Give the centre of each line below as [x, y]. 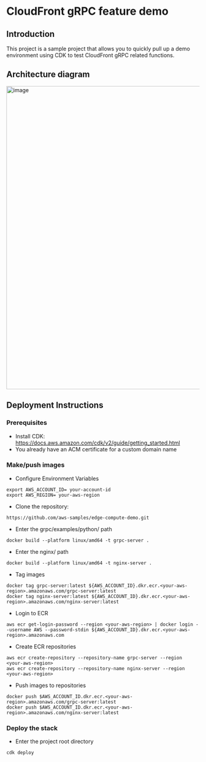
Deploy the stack [32, 728]
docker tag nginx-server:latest [48, 596]
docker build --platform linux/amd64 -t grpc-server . [78, 540]
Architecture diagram [48, 75]
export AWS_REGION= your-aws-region [53, 495]
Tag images [30, 574]
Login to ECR [32, 613]
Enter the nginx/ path [42, 551]
